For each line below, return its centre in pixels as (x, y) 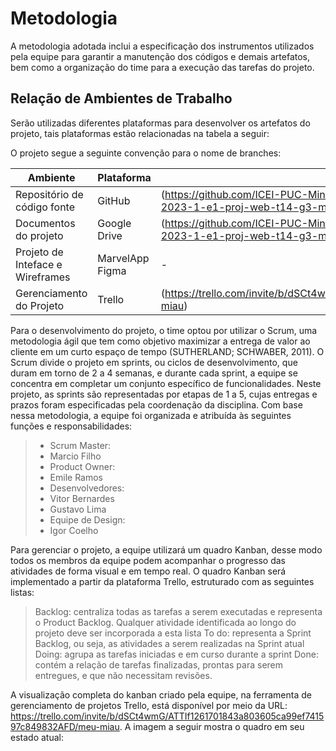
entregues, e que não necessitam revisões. (123, 675)
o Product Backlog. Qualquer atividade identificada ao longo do (165, 622)
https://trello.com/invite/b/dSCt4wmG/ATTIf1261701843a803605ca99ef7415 (167, 716)
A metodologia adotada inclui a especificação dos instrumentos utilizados (162, 46)
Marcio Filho (75, 456)
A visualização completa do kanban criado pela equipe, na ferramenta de (161, 694)
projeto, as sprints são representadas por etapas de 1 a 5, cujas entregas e (164, 394)
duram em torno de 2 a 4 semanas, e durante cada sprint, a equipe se (154, 373)
